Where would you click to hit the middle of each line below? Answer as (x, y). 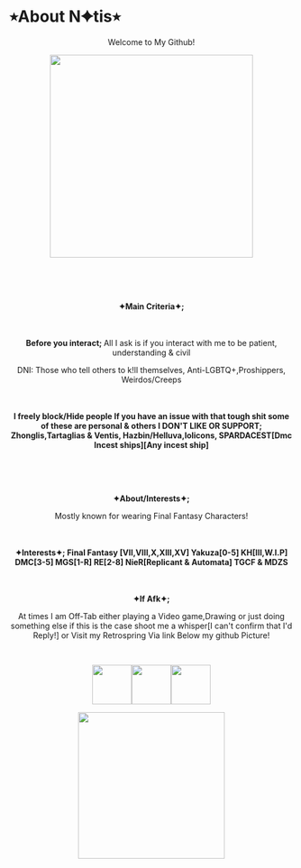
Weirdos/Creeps (151, 379)
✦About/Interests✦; (151, 498)
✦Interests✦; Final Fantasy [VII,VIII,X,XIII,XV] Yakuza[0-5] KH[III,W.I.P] (151, 553)
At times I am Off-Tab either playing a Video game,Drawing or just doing (151, 616)
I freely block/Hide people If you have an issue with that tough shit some (151, 416)
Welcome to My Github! (151, 41)
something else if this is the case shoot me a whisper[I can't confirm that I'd (151, 626)
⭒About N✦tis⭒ (65, 17)
